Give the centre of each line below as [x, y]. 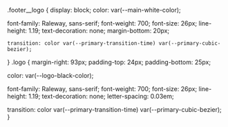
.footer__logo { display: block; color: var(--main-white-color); [94, 10]
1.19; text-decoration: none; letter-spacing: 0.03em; [101, 96]
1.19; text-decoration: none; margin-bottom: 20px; [99, 31]
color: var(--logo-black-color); [50, 76]
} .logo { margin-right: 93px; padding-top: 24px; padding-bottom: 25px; [109, 62]
